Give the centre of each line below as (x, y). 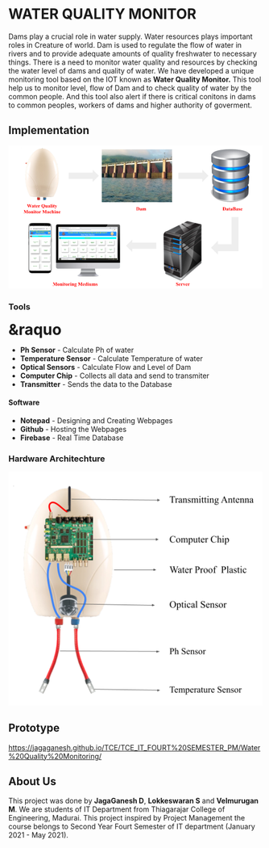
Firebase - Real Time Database (72, 438)
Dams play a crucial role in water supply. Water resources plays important (130, 36)
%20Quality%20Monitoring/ (55, 756)
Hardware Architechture (57, 459)
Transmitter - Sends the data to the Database (96, 384)
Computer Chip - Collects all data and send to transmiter (114, 376)
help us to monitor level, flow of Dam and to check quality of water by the (130, 88)
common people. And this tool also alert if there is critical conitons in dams (132, 96)
